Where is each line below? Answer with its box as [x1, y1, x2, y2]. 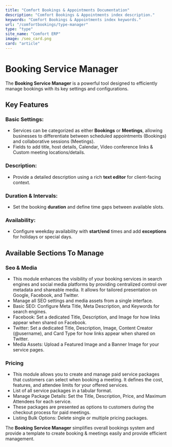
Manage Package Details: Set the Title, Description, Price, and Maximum [12, 393, 166, 399]
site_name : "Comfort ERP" [5, 31, 61, 36]
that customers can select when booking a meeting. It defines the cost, [12, 377, 163, 383]
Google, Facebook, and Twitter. [12, 292, 80, 298]
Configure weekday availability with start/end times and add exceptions [12, 228, 167, 234]
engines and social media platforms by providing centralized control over [12, 281, 167, 287]
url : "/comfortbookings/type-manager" [5, 22, 88, 27]
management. [5, 436, 35, 442]
